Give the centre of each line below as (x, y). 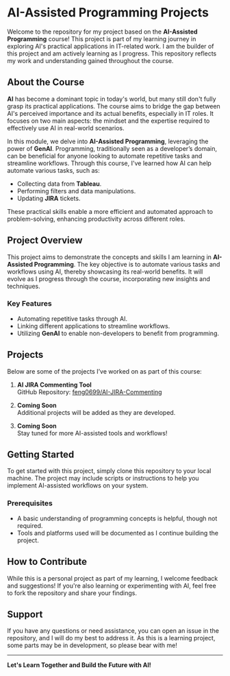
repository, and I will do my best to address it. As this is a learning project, (111, 638)
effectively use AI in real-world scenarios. (66, 128)
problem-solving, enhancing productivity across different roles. (96, 219)
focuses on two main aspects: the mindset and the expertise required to (108, 121)
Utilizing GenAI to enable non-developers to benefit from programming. (118, 333)
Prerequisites (30, 503)
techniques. (24, 286)
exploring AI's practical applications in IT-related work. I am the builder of (111, 46)
